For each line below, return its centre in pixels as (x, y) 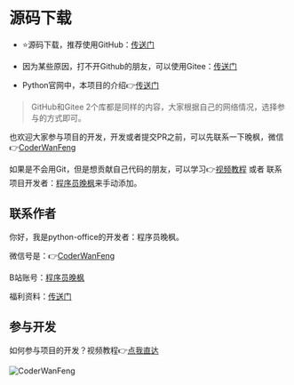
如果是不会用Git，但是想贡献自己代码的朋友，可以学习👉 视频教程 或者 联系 (146, 169)
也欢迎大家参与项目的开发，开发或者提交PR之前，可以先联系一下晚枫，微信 (147, 136)
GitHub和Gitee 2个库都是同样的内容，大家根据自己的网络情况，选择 (154, 107)
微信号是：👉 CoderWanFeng (62, 255)
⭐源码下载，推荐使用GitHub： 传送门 (88, 44)
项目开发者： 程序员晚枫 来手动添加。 (75, 182)
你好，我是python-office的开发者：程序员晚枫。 (97, 237)
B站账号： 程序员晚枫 (47, 277)
